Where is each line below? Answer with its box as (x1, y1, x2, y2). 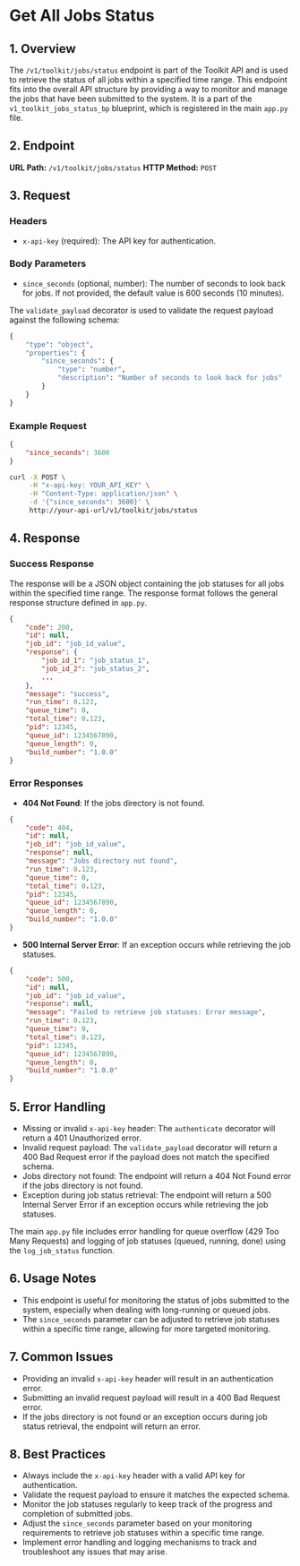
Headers (9, 215, 47, 228)
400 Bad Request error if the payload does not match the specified (21, 1152, 270, 1163)
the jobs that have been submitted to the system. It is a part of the (9, 93, 253, 104)
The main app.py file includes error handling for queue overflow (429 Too (9, 1226, 279, 1237)
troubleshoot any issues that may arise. (21, 1546, 168, 1557)
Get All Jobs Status (9, 5, 155, 26)
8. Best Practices (9, 1447, 106, 1462)
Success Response (9, 557, 94, 570)
